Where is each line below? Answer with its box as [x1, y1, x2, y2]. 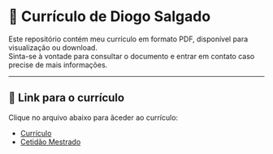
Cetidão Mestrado [19, 137, 81, 147]
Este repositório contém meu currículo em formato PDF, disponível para [8, 34, 249, 44]
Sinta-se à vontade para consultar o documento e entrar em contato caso [8, 51, 255, 61]
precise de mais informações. [8, 60, 108, 70]
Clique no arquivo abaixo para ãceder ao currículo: [8, 113, 179, 122]
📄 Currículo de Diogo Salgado [8, 7, 211, 26]
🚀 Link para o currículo [8, 91, 124, 105]
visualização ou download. [8, 42, 97, 52]
